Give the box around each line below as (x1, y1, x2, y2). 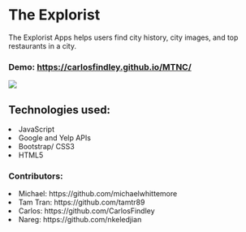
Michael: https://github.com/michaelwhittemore (19, 189, 178, 199)
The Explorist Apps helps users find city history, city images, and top (8, 32, 239, 42)
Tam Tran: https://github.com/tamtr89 (19, 197, 145, 208)
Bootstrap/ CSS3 (19, 142, 75, 152)
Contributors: (8, 170, 63, 182)
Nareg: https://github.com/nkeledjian (19, 215, 142, 225)
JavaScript (19, 124, 55, 135)
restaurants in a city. (8, 41, 77, 50)
